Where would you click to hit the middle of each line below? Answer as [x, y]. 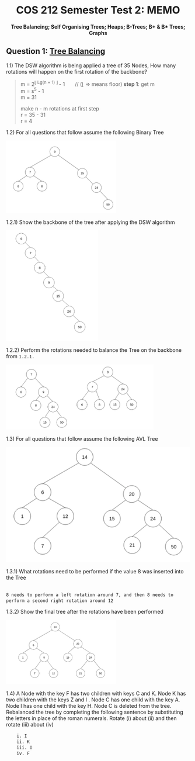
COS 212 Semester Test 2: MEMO [98, 10]
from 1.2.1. [20, 356]
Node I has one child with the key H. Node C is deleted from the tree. [89, 705]
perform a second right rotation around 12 [60, 601]
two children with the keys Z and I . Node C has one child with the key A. [93, 700]
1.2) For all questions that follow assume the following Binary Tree [85, 132]
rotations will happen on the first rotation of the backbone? [77, 71]
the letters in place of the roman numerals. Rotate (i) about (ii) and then [91, 718]
